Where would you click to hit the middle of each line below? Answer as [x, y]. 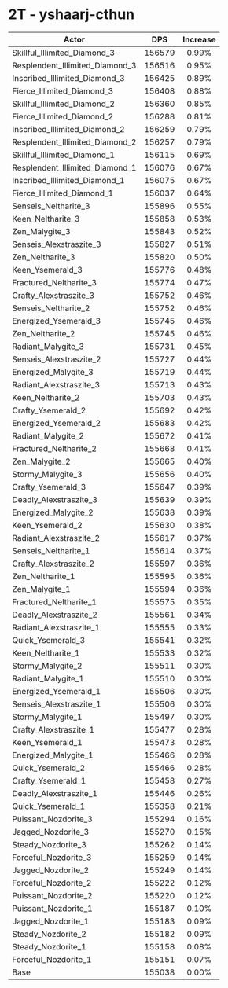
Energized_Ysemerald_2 [57, 423]
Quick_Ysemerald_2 [49, 768]
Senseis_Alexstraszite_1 [57, 703]
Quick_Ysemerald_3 [49, 640]
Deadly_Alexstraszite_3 [55, 499]
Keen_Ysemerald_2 [47, 525]
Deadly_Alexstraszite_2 [55, 615]
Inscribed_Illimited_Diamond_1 [68, 180]
